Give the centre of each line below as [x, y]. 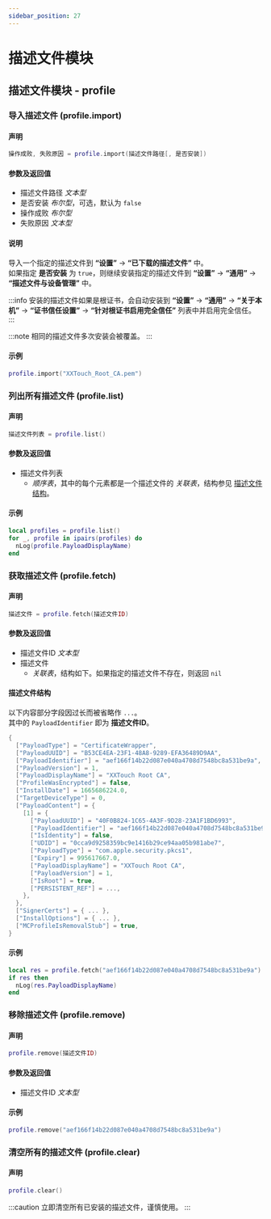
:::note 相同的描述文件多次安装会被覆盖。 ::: [81, 335]
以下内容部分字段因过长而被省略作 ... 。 [75, 713]
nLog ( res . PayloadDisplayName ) [66, 985]
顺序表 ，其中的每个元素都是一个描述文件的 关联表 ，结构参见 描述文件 [147, 483]
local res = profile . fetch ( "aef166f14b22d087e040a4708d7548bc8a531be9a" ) [135, 970]
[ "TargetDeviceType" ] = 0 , [61, 798]
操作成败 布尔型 [46, 213]
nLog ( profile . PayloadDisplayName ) [73, 546]
